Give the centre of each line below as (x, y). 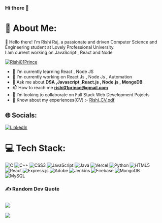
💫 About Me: (31, 28)
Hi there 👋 (17, 8)
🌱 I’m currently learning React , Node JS (53, 72)
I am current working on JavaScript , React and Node (59, 52)
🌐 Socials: (21, 115)
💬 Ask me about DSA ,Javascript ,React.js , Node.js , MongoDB (77, 82)
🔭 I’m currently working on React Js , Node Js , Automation (72, 76)
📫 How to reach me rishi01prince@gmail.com (60, 87)
